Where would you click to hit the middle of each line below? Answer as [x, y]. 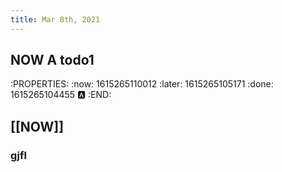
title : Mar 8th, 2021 [55, 19]
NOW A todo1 [52, 60]
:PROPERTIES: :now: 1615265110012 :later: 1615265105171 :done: [142, 84]
